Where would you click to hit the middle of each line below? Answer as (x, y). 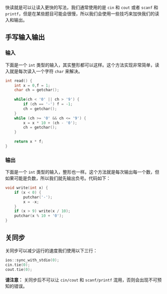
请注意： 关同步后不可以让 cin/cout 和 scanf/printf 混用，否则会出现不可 (81, 280)
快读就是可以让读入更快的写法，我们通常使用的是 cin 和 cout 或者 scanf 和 (82, 7)
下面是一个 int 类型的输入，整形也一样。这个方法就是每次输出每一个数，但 (82, 172)
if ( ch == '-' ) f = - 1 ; (48, 104)
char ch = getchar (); (37, 90)
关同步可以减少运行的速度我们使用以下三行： (51, 250)
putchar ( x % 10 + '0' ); (39, 216)
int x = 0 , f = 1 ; (32, 85)
